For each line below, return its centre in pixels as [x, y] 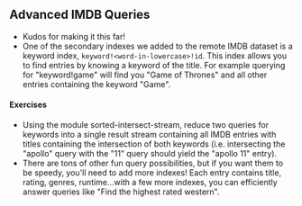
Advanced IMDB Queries [80, 15]
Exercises [28, 105]
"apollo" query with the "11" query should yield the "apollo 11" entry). [150, 154]
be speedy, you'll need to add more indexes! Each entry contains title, [152, 173]
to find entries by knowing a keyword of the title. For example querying [154, 65]
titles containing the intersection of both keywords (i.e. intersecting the [154, 144]
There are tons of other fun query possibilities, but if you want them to [153, 163]
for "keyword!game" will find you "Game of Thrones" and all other [145, 75]
